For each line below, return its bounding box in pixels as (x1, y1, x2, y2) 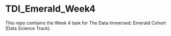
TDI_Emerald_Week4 (5, 3, 96, 15)
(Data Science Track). (5, 25, 51, 31)
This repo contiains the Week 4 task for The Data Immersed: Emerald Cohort (5, 20, 166, 26)
